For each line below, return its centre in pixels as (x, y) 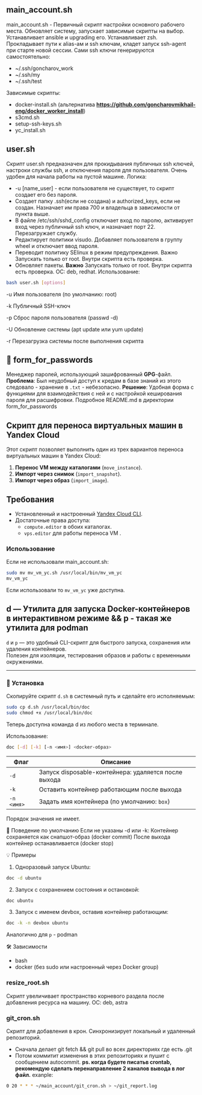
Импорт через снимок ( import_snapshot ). (68, 474)
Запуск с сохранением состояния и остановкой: (77, 889)
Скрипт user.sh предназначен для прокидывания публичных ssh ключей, (100, 164)
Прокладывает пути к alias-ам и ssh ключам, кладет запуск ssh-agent (96, 43)
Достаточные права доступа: (53, 520)
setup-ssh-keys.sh (38, 124)
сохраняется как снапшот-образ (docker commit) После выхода (88, 837)
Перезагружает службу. (46, 233)
